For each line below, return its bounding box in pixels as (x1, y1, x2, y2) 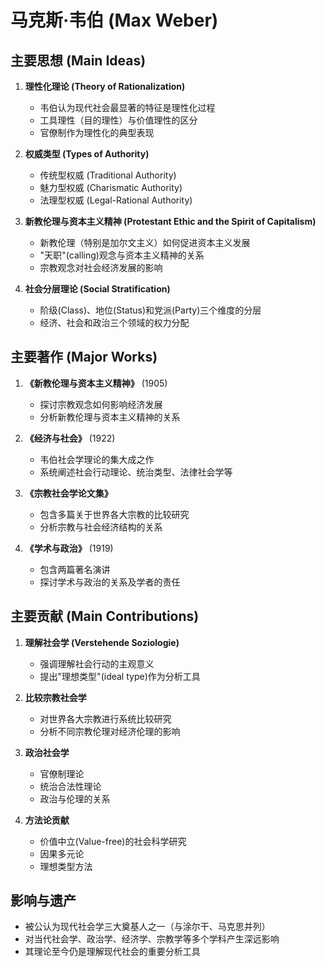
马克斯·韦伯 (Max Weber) (10, 9, 219, 32)
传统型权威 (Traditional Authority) (39, 169, 177, 181)
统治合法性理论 (39, 780, 102, 792)
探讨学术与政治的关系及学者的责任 (39, 576, 181, 588)
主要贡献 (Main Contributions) (10, 608, 200, 625)
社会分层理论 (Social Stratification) (24, 283, 171, 295)
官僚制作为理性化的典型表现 (39, 127, 155, 138)
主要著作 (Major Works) (10, 349, 158, 366)
